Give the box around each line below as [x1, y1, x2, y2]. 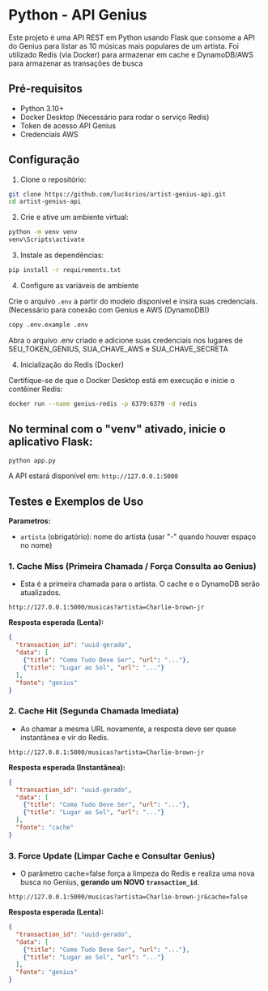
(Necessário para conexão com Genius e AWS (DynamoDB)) [8, 304, 211, 314]
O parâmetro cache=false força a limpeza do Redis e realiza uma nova [19, 868, 255, 878]
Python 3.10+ [19, 103, 65, 113]
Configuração [8, 153, 80, 167]
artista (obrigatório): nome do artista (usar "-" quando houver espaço [19, 532, 257, 541]
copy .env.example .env [8, 321, 89, 329]
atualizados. [19, 588, 62, 597]
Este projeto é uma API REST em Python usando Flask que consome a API [8, 32, 255, 42]
